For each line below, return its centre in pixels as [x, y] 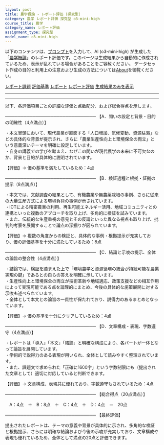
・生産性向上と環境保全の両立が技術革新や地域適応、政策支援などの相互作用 [82, 281]
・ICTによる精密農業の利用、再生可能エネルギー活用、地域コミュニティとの [81, 207]
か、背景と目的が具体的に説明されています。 [50, 157]
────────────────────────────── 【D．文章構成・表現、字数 [78, 326]
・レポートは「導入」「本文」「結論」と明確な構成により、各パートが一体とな [82, 343]
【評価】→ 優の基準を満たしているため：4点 [50, 167]
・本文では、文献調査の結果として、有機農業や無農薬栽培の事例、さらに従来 [82, 194]
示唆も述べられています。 [31, 293]
